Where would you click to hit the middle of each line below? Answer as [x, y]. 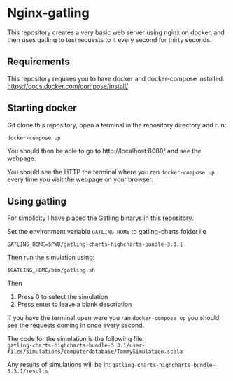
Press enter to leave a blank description [75, 304]
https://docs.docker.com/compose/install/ [68, 86]
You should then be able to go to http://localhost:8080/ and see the [104, 151]
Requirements [38, 62]
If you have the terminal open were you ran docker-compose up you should [113, 318]
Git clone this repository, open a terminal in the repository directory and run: [117, 125]
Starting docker [42, 108]
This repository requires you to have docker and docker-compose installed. [116, 78]
